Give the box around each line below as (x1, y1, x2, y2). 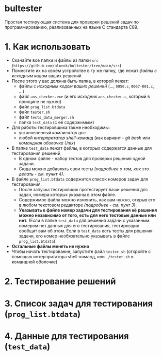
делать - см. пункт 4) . (18, 171, 65, 177)
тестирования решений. (11, 150, 62, 156)
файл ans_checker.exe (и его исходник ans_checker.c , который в (18, 93, 150, 99)
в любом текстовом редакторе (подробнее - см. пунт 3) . (18, 202, 137, 208)
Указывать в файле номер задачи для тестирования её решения (18, 207, 157, 213)
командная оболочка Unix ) (18, 140, 76, 146)
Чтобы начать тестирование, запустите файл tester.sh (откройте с (11, 249, 151, 254)
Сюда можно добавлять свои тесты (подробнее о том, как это (18, 166, 149, 172)
